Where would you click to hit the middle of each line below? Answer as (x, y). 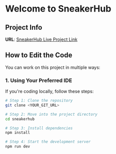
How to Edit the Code (39, 55)
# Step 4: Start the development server (48, 142)
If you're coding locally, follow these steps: (49, 92)
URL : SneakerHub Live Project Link (41, 39)
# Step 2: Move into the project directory (51, 114)
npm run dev (18, 146)
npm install (18, 133)
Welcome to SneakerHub (58, 9)
